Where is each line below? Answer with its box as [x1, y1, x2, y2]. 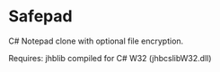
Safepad [8, 6, 73, 27]
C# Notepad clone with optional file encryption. [8, 36, 184, 46]
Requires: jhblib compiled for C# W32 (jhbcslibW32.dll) [8, 52, 212, 63]
